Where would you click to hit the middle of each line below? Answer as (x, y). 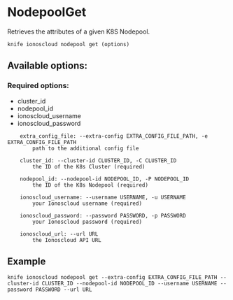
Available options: (48, 66)
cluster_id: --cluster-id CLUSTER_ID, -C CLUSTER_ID (98, 160)
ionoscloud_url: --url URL (59, 234)
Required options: (38, 86)
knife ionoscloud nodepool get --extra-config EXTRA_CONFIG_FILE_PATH (112, 278)
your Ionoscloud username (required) (87, 203)
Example (27, 262)
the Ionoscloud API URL (67, 240)
